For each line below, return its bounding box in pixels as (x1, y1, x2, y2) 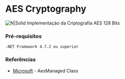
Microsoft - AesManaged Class (12, 67, 79, 74)
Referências (5, 56, 36, 63)
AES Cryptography (5, 3, 87, 15)
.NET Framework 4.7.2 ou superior (5, 44, 79, 49)
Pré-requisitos (5, 33, 42, 40)
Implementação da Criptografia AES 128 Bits (27, 20, 120, 26)
